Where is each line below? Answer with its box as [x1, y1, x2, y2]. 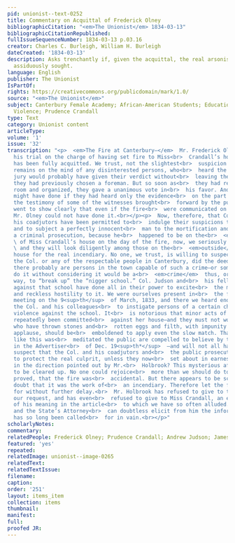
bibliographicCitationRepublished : [7, 29, 111, 37]
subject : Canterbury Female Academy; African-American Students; [7, 102, 201, 109]
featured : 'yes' [7, 440, 55, 447]
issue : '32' [7, 141, 42, 148]
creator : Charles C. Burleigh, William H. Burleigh [7, 43, 161, 50]
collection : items [7, 499, 61, 506]
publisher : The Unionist [7, 75, 80, 83]
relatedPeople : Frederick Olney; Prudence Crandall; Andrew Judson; [7, 434, 211, 441]
